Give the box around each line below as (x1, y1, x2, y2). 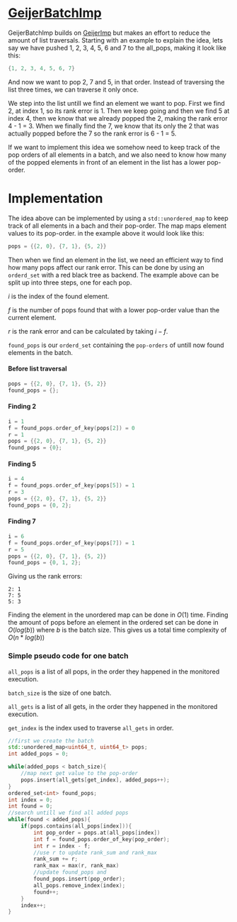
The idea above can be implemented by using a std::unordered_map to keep (8, 214, 229, 222)
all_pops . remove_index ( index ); (33, 882, 126, 889)
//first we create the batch (8, 737, 94, 745)
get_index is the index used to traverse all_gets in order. (8, 723, 174, 732)
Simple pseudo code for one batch (8, 651, 129, 661)
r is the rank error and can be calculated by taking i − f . (8, 326, 168, 335)
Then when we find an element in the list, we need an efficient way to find (8, 256, 224, 264)
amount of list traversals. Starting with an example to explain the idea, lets (8, 35, 224, 44)
